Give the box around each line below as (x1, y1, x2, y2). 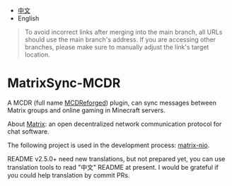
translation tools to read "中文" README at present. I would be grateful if (7, 163, 219, 171)
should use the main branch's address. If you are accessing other (24, 35, 216, 44)
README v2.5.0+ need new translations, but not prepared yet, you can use (7, 154, 226, 163)
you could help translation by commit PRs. (7, 170, 130, 179)
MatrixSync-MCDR (7, 75, 121, 91)
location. (24, 50, 51, 59)
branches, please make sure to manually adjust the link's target (24, 43, 209, 51)
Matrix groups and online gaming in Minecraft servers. (7, 105, 166, 115)
